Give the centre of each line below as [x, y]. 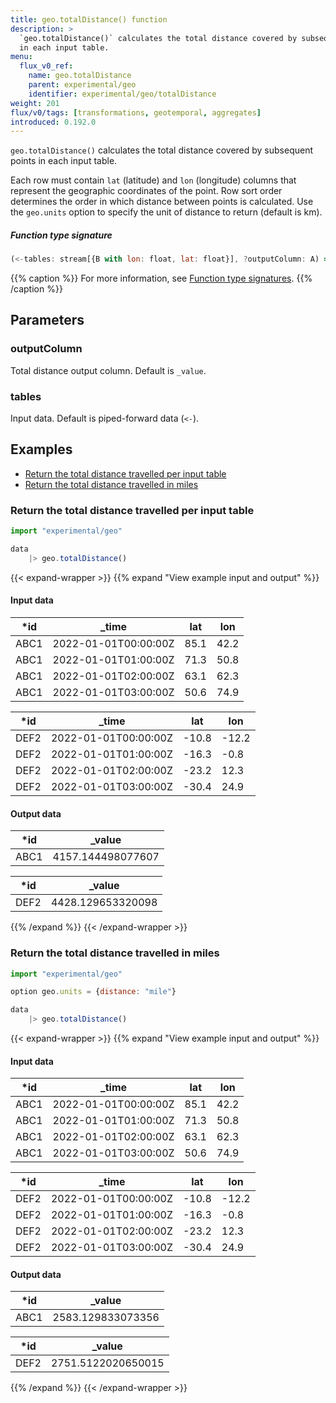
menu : [21, 57]
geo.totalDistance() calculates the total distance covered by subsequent [162, 150]
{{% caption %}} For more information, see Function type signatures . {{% [161, 278]
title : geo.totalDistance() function [89, 19]
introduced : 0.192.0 [53, 122]
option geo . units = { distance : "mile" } [93, 992]
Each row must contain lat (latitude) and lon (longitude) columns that [153, 180]
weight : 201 [35, 103]
